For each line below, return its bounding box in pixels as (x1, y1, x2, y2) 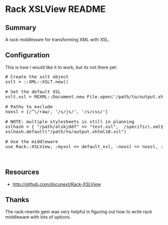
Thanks (5, 196, 29, 204)
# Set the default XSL (5, 89, 61, 94)
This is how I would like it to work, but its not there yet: (5, 64, 117, 70)
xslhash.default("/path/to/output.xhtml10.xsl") (5, 129, 126, 134)
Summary (5, 23, 36, 32)
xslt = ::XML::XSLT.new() (5, 79, 69, 84)
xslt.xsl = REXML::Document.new (5, 94, 84, 99)
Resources (5, 168, 39, 177)
